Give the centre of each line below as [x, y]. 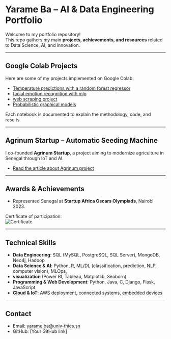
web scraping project [35, 99]
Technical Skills [31, 242]
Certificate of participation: [34, 216]
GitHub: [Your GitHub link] [40, 331]
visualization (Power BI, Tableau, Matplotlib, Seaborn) [69, 277]
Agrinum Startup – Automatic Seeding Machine [81, 140]
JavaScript [24, 288]
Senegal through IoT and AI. [34, 158]
